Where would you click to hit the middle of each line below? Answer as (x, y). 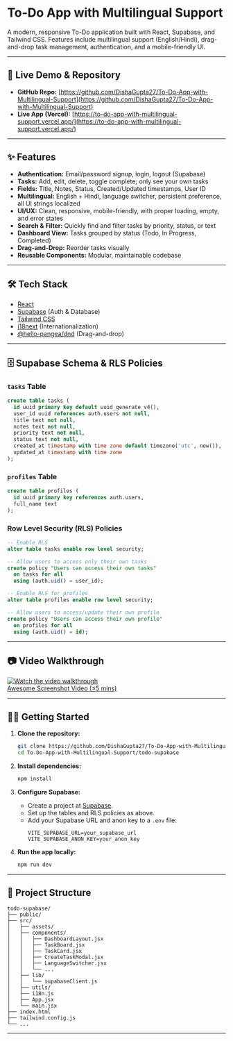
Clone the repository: (49, 733)
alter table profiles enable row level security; (80, 600)
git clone (32, 747)
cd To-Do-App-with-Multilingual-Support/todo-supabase (98, 752)
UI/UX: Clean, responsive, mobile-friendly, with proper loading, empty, (118, 210)
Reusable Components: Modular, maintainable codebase (99, 255)
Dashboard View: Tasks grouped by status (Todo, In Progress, (107, 233)
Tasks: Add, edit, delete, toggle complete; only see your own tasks (113, 181)
